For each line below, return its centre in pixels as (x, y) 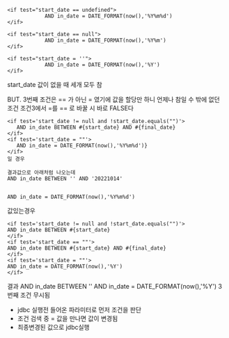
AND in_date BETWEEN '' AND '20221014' (65, 179)
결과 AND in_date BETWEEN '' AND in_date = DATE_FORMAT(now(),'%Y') (112, 286)
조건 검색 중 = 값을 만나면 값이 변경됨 (68, 319)
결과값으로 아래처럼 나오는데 (41, 172)
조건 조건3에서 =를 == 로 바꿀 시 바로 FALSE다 (71, 108)
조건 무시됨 (35, 295)
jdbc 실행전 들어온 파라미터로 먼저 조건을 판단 (79, 310)
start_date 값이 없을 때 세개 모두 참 (55, 84)
